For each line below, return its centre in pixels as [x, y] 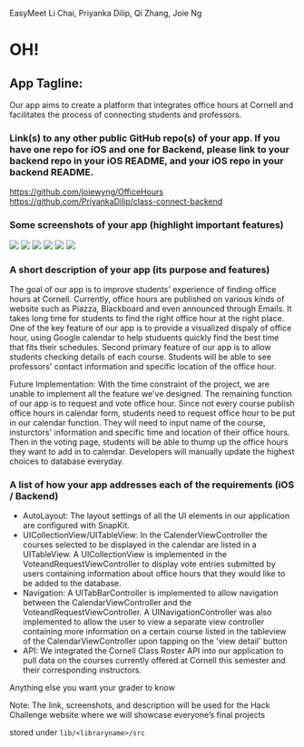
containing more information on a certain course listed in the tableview [155, 632]
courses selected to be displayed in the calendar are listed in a [139, 545]
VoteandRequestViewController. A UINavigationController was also [147, 613]
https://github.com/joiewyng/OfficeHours [87, 192]
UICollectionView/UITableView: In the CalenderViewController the [145, 536]
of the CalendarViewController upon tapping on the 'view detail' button [155, 641]
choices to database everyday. [67, 461]
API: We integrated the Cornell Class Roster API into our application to [153, 651]
